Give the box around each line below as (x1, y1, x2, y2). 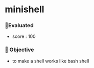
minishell (5, 4, 44, 15)
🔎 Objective (5, 46, 34, 53)
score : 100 (12, 33, 36, 39)
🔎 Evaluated (5, 22, 34, 29)
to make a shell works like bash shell (12, 58, 89, 64)
